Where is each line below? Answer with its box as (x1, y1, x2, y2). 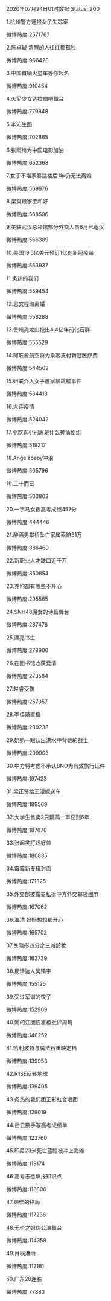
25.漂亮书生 (6, 634, 36, 641)
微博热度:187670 (6, 826, 47, 833)
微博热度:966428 (6, 57, 49, 63)
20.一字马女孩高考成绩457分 (6, 506, 77, 513)
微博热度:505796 (6, 467, 48, 474)
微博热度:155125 (6, 980, 46, 987)
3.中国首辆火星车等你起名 (6, 69, 69, 77)
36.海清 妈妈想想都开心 (6, 916, 63, 923)
